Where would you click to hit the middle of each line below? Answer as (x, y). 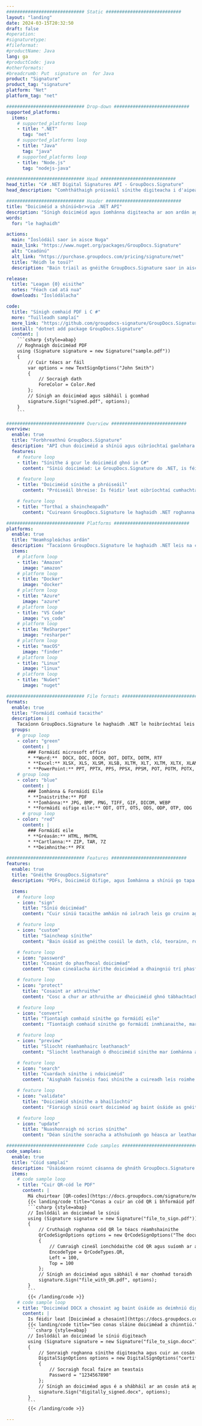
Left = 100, (64, 1258)
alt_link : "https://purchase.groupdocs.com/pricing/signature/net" (98, 256)
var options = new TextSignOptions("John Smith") (91, 368)
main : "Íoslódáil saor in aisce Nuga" (60, 240)
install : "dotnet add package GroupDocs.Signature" (78, 329)
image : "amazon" (42, 568)
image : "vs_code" (44, 618)
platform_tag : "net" (32, 96)
